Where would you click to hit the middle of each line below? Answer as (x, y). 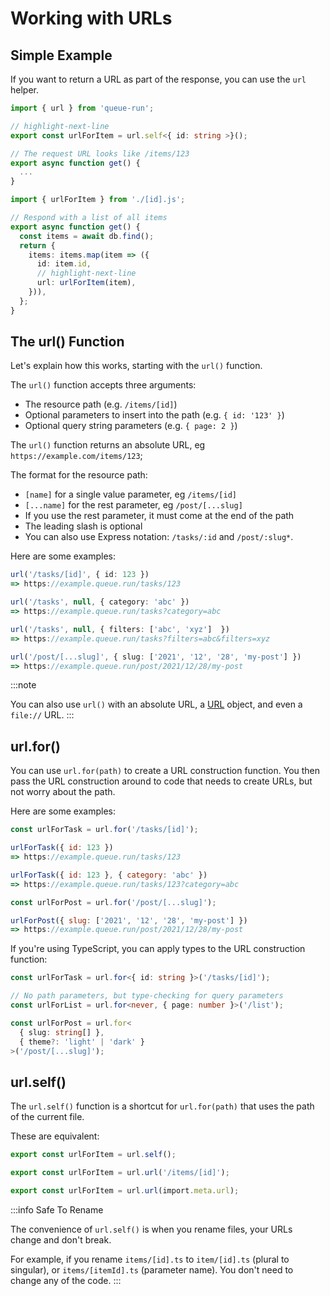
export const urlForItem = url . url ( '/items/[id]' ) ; (120, 1173)
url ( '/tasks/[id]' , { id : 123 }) (80, 575)
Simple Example (61, 55)
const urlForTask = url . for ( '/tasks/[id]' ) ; (104, 830)
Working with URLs (91, 18)
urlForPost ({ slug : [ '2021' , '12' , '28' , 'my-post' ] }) (129, 920)
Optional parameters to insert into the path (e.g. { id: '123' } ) (154, 415)
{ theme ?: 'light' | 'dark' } (82, 1042)
